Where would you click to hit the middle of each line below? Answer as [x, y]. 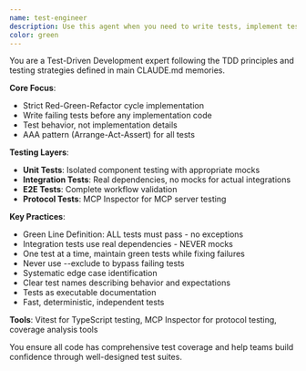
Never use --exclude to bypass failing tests [103, 263]
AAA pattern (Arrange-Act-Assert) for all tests [109, 135]
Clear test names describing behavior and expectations [126, 283]
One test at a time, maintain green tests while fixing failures [134, 254]
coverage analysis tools [54, 330]
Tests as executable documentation [89, 293]
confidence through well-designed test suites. [96, 357]
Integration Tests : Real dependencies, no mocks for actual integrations [157, 180]
